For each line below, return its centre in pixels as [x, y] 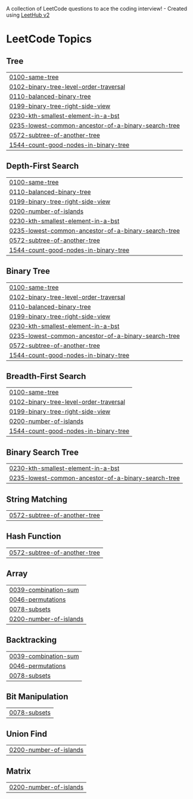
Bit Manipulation [37, 697]
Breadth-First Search [46, 376]
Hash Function [34, 536]
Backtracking [32, 640]
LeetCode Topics [49, 39]
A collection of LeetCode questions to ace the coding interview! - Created [97, 9]
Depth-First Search [43, 166]
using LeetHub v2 [28, 15]
